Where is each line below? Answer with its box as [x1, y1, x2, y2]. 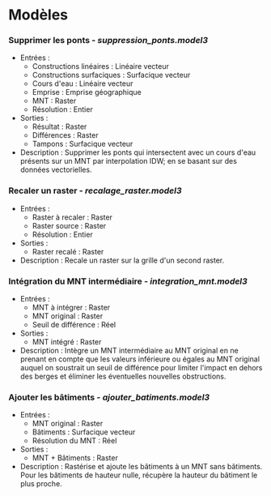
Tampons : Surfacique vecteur [32, 139, 133, 149]
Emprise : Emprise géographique [32, 88, 142, 97]
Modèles [8, 6, 69, 24]
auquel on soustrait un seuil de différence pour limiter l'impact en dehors [19, 363, 263, 373]
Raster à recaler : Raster [32, 212, 113, 222]
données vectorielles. [19, 165, 92, 175]
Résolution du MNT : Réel [32, 436, 117, 446]
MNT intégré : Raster [32, 337, 102, 347]
